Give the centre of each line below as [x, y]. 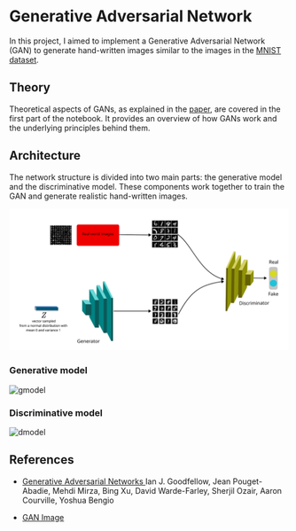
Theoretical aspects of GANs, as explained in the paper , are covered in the [145, 109]
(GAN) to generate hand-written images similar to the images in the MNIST [145, 50]
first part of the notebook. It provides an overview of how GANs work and [143, 118]
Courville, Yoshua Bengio [68, 500]
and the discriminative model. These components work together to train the [147, 186]
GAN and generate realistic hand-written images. [98, 196]
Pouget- [248, 481]
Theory [30, 87]
